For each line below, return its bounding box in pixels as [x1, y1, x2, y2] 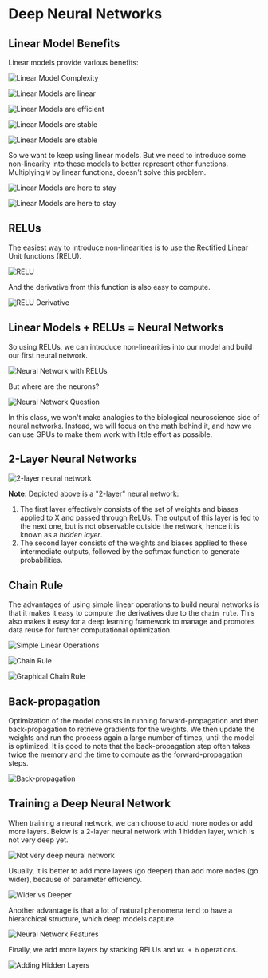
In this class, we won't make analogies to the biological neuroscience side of [8, 412, 260, 422]
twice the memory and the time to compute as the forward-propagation [8, 750, 243, 759]
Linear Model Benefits [8, 37, 120, 50]
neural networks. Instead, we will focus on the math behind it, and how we [8, 421, 253, 430]
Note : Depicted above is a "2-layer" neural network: [8, 489, 179, 499]
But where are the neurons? [8, 381, 100, 391]
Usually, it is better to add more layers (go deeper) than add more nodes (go [8, 865, 258, 875]
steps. [8, 758, 29, 768]
